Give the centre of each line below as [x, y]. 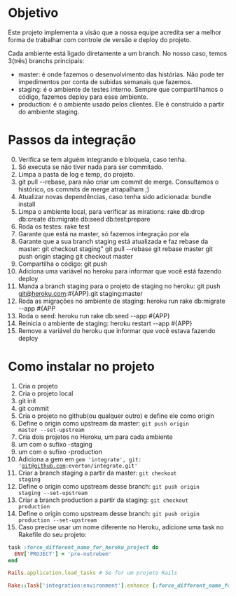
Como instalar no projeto [81, 367]
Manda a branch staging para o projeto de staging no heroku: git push [119, 286]
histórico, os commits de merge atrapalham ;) [84, 189]
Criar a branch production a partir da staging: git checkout [103, 500]
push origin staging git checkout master [76, 256]
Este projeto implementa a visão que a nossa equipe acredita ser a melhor [115, 32]
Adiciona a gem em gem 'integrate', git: [80, 459]
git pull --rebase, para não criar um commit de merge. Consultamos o [118, 182]
